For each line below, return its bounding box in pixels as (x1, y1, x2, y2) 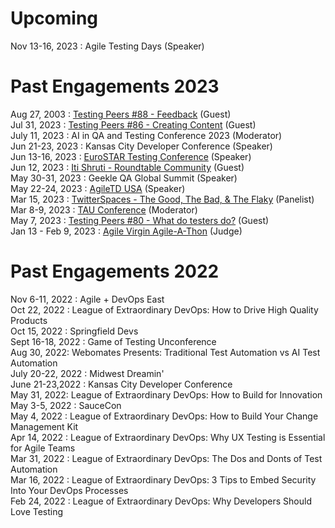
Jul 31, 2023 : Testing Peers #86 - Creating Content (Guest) (10, 118, 257, 131)
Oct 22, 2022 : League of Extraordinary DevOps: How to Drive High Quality (10, 303, 319, 316)
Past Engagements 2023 (10, 75, 220, 98)
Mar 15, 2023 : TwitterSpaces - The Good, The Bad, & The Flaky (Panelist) (10, 193, 315, 205)
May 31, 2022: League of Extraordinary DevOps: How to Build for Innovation (10, 388, 323, 401)
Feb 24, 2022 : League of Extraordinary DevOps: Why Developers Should (10, 495, 312, 507)
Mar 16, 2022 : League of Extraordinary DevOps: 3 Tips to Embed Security (10, 473, 317, 486)
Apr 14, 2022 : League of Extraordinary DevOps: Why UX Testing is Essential (10, 431, 326, 443)
